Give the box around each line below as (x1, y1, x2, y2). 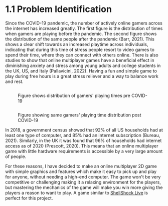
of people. (5, 153, 27, 159)
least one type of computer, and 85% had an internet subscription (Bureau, (5, 132, 160, 138)
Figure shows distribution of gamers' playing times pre (18, 92, 130, 98)
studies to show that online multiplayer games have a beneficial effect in (5, 57, 154, 63)
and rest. (5, 78, 24, 84)
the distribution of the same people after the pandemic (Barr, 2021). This (5, 36, 154, 42)
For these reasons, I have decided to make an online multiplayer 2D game (5, 163, 157, 169)
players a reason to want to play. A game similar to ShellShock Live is (5, 189, 148, 195)
